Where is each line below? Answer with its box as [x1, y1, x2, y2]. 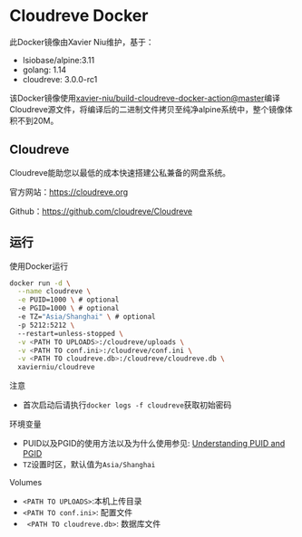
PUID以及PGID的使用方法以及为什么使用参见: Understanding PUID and [22, 438, 286, 449]
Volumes [9, 477, 43, 488]
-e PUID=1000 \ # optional [17, 295, 120, 304]
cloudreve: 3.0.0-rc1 [22, 73, 98, 84]
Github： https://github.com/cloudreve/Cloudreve [9, 206, 193, 216]
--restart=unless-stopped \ [17, 329, 124, 338]
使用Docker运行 [9, 260, 69, 272]
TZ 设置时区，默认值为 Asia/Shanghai [22, 459, 156, 470]
